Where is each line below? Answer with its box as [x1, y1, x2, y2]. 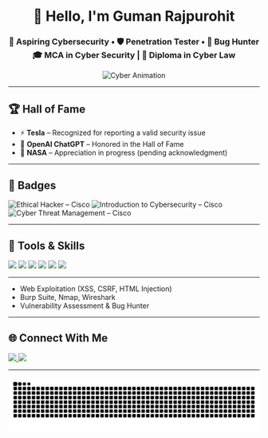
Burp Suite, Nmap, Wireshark [19, 292, 116, 302]
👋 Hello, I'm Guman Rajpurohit [33, 7, 235, 26]
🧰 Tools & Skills [8, 239, 85, 252]
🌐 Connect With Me [8, 331, 108, 345]
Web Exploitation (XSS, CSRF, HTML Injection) [19, 283, 173, 294]
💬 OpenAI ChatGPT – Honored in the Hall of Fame [19, 140, 184, 149]
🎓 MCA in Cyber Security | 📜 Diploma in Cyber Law [32, 49, 236, 61]
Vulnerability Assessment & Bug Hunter [19, 301, 150, 310]
